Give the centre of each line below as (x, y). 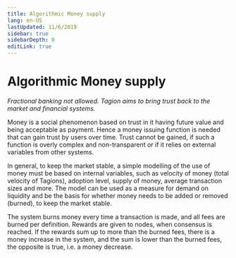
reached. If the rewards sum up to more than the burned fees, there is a (111, 232)
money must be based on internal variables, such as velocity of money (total (118, 173)
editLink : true (30, 47)
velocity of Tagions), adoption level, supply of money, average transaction (115, 180)
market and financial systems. (51, 108)
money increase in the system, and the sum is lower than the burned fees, (114, 239)
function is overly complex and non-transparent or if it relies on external (112, 145)
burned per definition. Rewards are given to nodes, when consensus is (110, 224)
